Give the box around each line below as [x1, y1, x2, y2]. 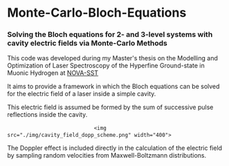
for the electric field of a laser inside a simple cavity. [7, 90, 156, 98]
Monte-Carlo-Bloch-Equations [7, 5, 187, 21]
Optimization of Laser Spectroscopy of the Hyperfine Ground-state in [7, 61, 205, 70]
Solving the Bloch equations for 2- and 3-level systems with [7, 30, 213, 40]
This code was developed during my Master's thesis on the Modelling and [7, 54, 218, 63]
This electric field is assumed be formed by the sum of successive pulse [7, 103, 214, 112]
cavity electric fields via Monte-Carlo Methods [7, 38, 168, 48]
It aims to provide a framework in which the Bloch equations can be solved [7, 82, 220, 91]
